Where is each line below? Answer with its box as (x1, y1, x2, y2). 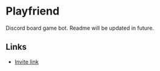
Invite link (14, 58, 39, 65)
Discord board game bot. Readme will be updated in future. (5, 24, 155, 32)
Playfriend (5, 4, 60, 18)
